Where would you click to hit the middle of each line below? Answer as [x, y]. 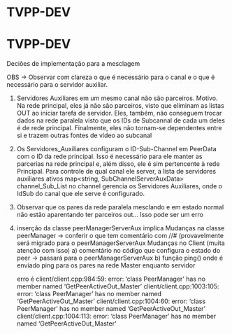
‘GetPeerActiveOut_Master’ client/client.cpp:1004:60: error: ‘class [111, 301]
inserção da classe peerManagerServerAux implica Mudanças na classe [121, 228]
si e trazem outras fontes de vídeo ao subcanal [84, 135]
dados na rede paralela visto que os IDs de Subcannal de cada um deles [121, 120]
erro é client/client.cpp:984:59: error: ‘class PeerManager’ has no [111, 279]
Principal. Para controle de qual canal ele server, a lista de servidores [116, 172]
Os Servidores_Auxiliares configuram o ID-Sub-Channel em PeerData [117, 149]
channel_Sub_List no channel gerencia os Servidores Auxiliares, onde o [119, 186]
